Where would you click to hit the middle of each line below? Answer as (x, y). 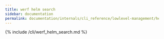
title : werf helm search (30, 9)
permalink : (16, 18)
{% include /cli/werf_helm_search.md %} (46, 32)
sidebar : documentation (29, 14)
